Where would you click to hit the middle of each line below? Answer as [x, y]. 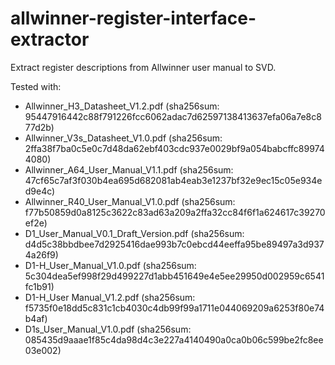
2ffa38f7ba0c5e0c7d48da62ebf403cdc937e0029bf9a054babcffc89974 [174, 148]
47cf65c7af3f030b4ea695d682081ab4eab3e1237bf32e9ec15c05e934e [173, 180]
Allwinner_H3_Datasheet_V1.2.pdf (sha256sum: [122, 106]
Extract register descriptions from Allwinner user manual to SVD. [143, 67]
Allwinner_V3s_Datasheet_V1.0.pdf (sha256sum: [123, 138]
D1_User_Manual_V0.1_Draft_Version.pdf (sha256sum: [134, 233]
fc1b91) [39, 286]
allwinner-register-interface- [133, 18]
